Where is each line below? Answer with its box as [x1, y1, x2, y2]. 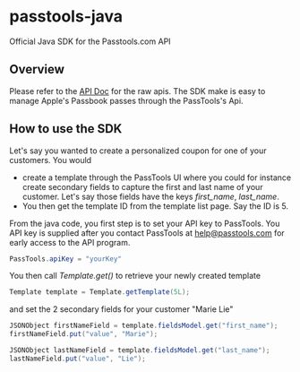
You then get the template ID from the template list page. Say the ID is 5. [21, 200, 289, 212]
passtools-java [9, 6, 124, 27]
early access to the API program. [9, 237, 131, 247]
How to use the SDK [9, 121, 123, 136]
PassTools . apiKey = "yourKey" [9, 254, 123, 264]
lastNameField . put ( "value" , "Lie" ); [9, 354, 146, 363]
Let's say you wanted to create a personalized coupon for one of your [9, 145, 267, 156]
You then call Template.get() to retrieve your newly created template [9, 271, 261, 281]
